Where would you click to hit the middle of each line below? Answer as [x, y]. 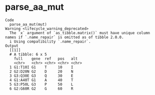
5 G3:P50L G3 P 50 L [41, 84]
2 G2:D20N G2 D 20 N [41, 71]
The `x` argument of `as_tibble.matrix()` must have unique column [80, 33]
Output [12, 46]
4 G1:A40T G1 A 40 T [41, 80]
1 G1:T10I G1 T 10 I [41, 67]
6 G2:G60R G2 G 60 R [41, 89]
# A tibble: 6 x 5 [28, 54]
